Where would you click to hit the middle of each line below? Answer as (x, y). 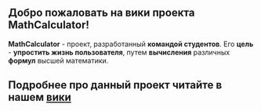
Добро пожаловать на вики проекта (101, 13)
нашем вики (40, 97)
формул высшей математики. (58, 60)
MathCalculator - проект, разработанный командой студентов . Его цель (131, 44)
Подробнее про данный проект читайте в (115, 85)
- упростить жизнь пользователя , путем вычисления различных (119, 52)
